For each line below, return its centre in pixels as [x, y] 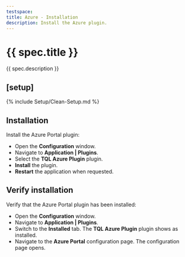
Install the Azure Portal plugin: [43, 134]
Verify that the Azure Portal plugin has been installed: [71, 204]
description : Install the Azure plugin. [57, 23]
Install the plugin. [36, 165]
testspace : [20, 12]
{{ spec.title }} [42, 52]
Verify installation [40, 190]
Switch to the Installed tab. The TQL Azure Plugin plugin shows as [96, 228]
